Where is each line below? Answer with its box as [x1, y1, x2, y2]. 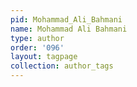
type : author [10, 33, 65, 43]
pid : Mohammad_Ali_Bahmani [10, 14, 123, 25]
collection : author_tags [10, 61, 114, 71]
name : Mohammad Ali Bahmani [10, 24, 128, 34]
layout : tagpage [10, 52, 78, 62]
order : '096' [10, 42, 65, 53]
